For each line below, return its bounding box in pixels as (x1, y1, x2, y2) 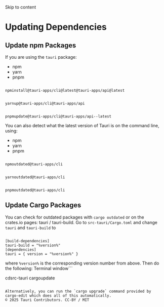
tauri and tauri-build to (5, 225, 56, 230)
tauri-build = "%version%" (5, 243, 61, 248)
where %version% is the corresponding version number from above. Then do (5, 260, 160, 266)
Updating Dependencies (5, 22, 107, 33)
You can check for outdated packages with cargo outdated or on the (5, 214, 144, 220)
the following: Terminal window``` (5, 265, 73, 271)
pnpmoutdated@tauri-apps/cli (5, 188, 65, 192)
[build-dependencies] (5, 238, 50, 243)
